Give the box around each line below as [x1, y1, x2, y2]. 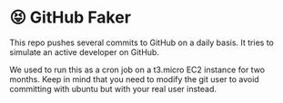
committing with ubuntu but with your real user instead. [9, 83, 217, 94]
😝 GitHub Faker [9, 7, 132, 28]
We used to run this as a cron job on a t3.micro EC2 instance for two [9, 64, 266, 75]
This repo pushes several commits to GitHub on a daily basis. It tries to [9, 37, 275, 48]
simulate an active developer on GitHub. [9, 46, 159, 57]
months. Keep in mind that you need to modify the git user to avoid [9, 73, 259, 84]
